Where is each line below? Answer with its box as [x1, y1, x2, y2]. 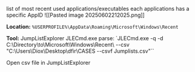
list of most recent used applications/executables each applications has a [6, 5, 190, 12]
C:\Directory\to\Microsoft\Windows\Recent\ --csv [6, 41, 130, 48]
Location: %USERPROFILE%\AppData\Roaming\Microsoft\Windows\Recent [6, 23, 179, 30]
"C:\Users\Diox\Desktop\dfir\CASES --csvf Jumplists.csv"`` [6, 47, 154, 55]
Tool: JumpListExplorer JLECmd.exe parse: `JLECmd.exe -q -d [6, 35, 164, 41]
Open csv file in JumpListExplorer [6, 59, 91, 66]
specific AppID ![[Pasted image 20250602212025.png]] [6, 11, 145, 19]
